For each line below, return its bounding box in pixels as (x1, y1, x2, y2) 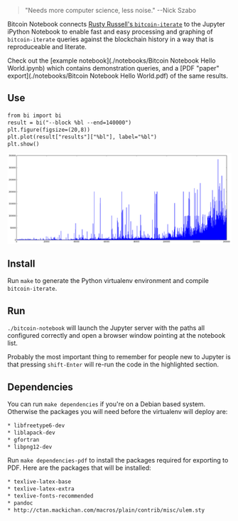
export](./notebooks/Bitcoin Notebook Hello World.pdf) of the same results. (7, 71, 229, 80)
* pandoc (7, 500, 33, 507)
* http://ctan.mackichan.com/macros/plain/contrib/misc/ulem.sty (7, 507, 205, 514)
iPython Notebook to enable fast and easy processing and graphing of (7, 28, 213, 36)
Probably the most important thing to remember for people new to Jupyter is (7, 353, 231, 361)
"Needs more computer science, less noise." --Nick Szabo (24, 6, 197, 14)
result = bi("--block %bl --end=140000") (7, 119, 132, 126)
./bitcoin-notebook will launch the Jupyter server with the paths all (7, 324, 205, 332)
